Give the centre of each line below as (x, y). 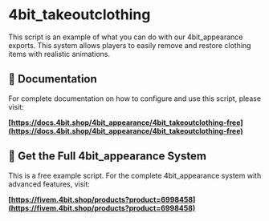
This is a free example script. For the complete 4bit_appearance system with (135, 175)
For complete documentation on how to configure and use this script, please (135, 98)
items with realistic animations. (59, 54)
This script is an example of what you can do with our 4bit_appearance (126, 37)
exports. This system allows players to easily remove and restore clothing (130, 45)
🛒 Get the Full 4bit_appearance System (108, 157)
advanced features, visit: (49, 184)
